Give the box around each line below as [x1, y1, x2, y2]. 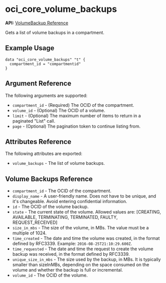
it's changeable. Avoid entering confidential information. [12, 199, 128, 205]
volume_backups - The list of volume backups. [12, 160, 105, 166]
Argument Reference [5, 79, 72, 88]
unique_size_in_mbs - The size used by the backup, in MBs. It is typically [12, 257, 161, 263]
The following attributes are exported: [5, 150, 83, 157]
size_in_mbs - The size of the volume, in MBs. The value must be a [12, 225, 149, 231]
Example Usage [5, 44, 55, 53]
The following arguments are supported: [5, 92, 88, 98]
